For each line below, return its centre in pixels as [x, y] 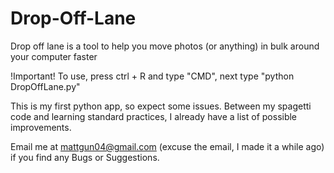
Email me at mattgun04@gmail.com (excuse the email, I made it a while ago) [167, 146]
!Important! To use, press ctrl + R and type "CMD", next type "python [152, 76]
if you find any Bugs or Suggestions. [85, 157]
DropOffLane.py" [45, 86]
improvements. [41, 127]
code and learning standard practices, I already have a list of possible [154, 116]
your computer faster [54, 56]
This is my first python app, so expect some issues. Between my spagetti [161, 106]
